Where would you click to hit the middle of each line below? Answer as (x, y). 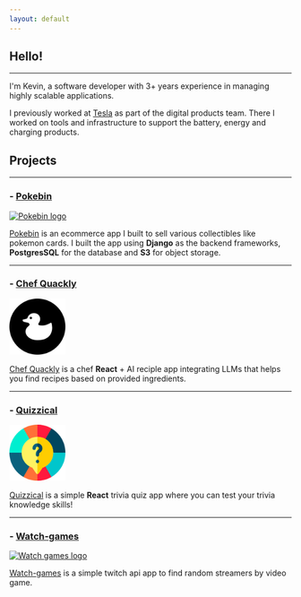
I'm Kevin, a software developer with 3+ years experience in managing (139, 86)
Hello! (26, 57)
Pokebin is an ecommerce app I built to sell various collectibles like (133, 233)
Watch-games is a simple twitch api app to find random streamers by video (148, 573)
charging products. (44, 132)
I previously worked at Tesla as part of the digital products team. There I (142, 113)
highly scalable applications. (62, 96)
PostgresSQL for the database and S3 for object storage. (115, 252)
